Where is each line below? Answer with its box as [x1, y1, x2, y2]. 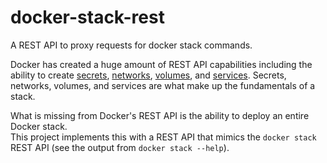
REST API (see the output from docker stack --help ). [10, 141, 230, 153]
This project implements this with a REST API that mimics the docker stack [10, 131, 317, 143]
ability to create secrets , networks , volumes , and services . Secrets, [10, 69, 287, 81]
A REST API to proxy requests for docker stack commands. [10, 39, 253, 51]
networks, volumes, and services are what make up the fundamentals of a [10, 79, 316, 91]
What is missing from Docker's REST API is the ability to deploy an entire [10, 109, 310, 121]
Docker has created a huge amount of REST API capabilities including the [10, 58, 313, 70]
